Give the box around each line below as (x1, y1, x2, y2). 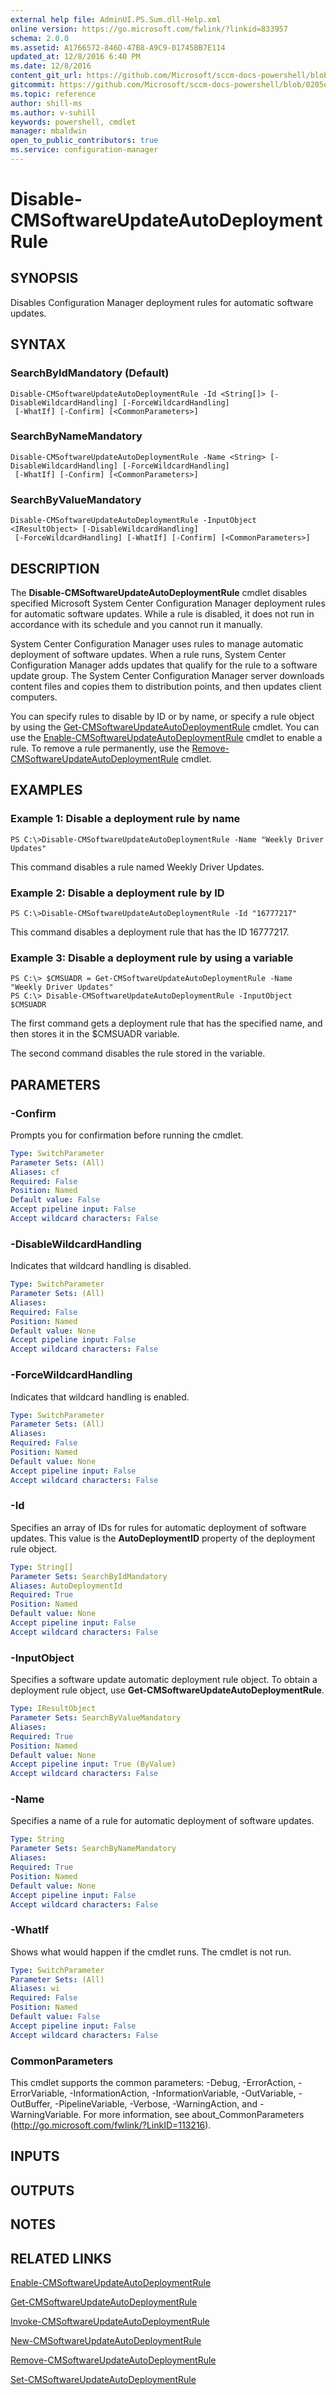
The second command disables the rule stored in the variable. (10, 1047, 266, 1060)
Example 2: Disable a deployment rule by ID (10, 886, 225, 900)
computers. (10, 691, 58, 703)
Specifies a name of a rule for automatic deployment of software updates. (10, 1815, 315, 1827)
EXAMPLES (10, 782, 83, 799)
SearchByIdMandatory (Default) (10, 366, 170, 380)
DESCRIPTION (10, 560, 100, 577)
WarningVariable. (10, 2109, 82, 2121)
